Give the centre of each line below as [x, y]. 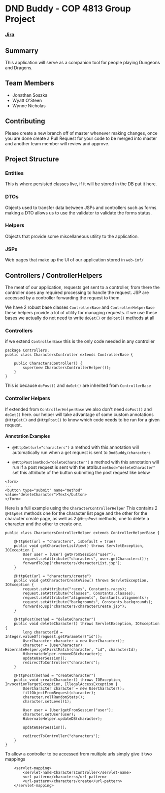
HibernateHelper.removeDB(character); [63, 654]
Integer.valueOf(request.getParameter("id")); [54, 636]
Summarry [22, 51]
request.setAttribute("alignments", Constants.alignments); [86, 598]
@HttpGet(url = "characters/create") [53, 576]
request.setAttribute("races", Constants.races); [75, 589]
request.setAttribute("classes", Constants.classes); [79, 593]
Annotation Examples [28, 436]
